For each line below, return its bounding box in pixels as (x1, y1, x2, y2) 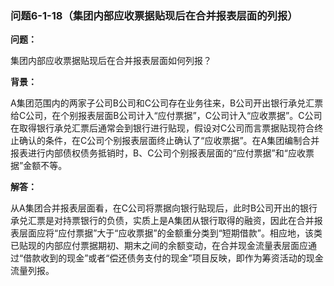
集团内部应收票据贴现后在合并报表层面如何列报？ (10, 55, 212, 67)
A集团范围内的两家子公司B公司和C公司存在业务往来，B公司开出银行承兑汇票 (10, 97, 324, 109)
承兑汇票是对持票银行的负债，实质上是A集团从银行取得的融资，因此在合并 (10, 215, 315, 227)
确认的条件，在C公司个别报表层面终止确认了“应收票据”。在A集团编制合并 (18, 135, 320, 147)
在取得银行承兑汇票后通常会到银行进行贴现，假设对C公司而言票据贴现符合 (10, 122, 315, 134)
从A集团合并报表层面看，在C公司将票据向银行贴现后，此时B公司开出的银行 (10, 202, 318, 214)
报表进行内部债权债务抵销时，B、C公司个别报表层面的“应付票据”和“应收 (10, 147, 306, 159)
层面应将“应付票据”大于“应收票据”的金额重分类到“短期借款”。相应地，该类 (18, 227, 323, 239)
